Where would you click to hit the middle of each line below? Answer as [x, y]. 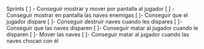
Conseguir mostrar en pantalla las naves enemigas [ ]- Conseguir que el [97, 15]
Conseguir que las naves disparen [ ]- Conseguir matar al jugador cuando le [102, 28]
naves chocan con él [33, 41]
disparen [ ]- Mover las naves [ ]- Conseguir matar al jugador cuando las [98, 34]
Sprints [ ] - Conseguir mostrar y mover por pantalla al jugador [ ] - [91, 9]
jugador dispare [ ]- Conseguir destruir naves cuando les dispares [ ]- [94, 21]
